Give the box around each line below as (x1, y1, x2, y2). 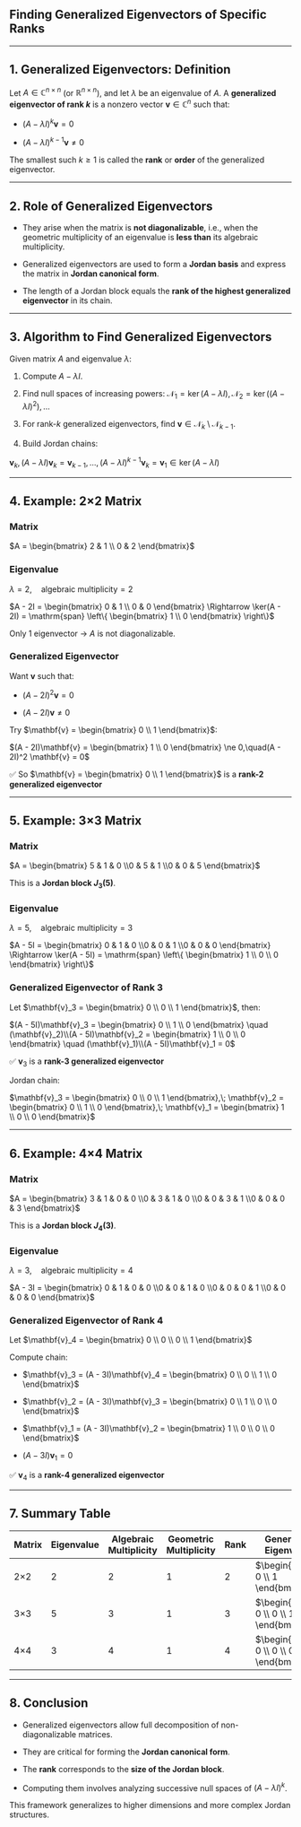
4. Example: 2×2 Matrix (9, 493, 142, 509)
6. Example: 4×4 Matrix (9, 1145, 143, 1161)
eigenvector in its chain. (21, 295, 114, 306)
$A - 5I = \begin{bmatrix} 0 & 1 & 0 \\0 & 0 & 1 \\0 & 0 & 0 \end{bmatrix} (9, 940, 271, 951)
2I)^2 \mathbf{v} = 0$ (9, 751, 90, 761)
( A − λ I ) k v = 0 (21, 117, 74, 129)
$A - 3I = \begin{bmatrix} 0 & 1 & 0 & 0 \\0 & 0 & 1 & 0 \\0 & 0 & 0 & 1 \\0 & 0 (9, 1283, 287, 1293)
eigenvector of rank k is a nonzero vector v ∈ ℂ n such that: (9, 98, 230, 109)
